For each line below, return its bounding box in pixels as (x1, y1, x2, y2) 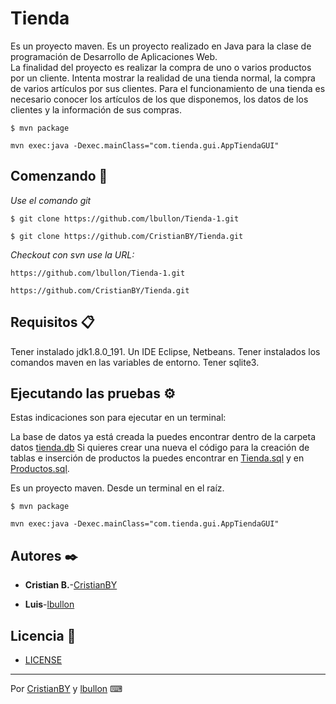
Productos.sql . (10, 463, 70, 475)
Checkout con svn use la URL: (10, 248, 135, 261)
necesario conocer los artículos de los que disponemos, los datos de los (10, 93, 309, 105)
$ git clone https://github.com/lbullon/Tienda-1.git (10, 213, 240, 224)
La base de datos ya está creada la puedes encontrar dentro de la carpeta (10, 431, 317, 443)
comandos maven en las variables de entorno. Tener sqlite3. (10, 356, 260, 368)
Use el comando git (10, 194, 92, 206)
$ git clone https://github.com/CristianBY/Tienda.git (10, 231, 244, 241)
